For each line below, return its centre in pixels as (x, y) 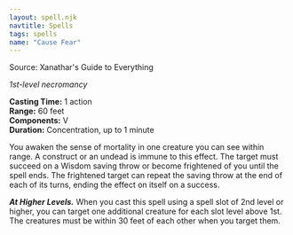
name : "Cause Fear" (45, 42)
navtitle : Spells (41, 26)
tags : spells (33, 34)
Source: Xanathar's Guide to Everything (81, 67)
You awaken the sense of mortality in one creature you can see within (137, 147)
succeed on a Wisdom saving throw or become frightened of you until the (144, 166)
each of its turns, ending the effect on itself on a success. (115, 185)
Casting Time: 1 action (51, 102)
